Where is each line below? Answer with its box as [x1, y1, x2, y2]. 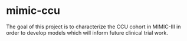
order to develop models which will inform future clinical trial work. [6, 29, 168, 36]
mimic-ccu [6, 4, 61, 17]
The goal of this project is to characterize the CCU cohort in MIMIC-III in [6, 23, 181, 30]
